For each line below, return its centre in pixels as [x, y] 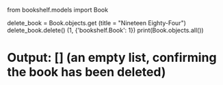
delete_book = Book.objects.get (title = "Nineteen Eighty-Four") [97, 23]
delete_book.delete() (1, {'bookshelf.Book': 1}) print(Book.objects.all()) [105, 30]
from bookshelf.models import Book [57, 10]
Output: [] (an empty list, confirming [112, 58]
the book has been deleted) [87, 72]
